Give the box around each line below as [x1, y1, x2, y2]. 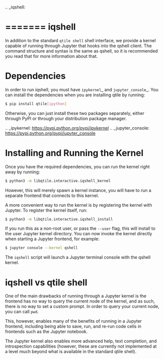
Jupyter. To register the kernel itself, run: [5, 207, 87, 213]
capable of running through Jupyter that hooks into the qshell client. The [5, 43, 152, 49]
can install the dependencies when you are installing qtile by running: [5, 92, 145, 98]
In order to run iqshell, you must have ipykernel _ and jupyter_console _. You [5, 86, 159, 92]
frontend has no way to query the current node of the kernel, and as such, [5, 298, 155, 304]
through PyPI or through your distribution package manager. [5, 115, 127, 121]
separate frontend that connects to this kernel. [5, 193, 99, 198]
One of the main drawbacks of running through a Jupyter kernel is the [5, 293, 146, 299]
